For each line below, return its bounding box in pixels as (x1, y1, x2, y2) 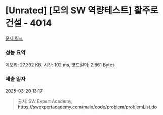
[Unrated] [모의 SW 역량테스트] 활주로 (5, 5, 158, 16)
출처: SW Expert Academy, (17, 98, 73, 104)
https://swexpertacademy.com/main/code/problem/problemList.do (17, 104, 157, 110)
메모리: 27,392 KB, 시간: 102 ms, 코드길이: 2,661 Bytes (5, 62, 115, 68)
